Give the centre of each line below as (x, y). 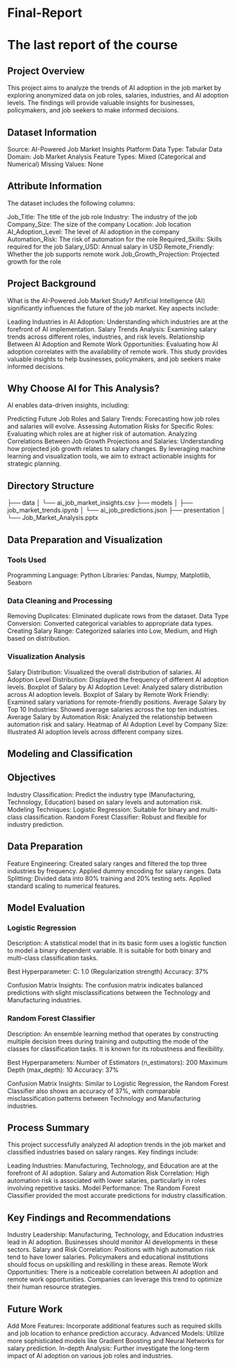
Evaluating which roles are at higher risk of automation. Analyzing (102, 434)
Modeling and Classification (70, 753)
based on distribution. (39, 639)
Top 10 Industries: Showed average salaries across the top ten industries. (113, 709)
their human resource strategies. (54, 1287)
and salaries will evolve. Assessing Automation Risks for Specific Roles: (111, 426)
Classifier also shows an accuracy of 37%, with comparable (94, 1091)
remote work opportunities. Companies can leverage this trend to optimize (115, 1279)
